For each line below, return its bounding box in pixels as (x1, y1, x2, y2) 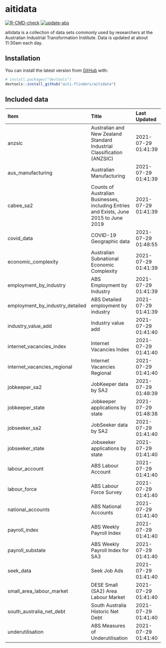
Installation (5, 54, 41, 63)
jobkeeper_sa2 (7, 384, 42, 391)
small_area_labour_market (7, 588, 68, 595)
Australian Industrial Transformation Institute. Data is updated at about (5, 35, 148, 41)
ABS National (91, 503, 122, 510)
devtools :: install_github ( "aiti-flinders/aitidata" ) (5, 82, 116, 86)
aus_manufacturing (7, 170, 53, 176)
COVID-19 (91, 232, 117, 239)
